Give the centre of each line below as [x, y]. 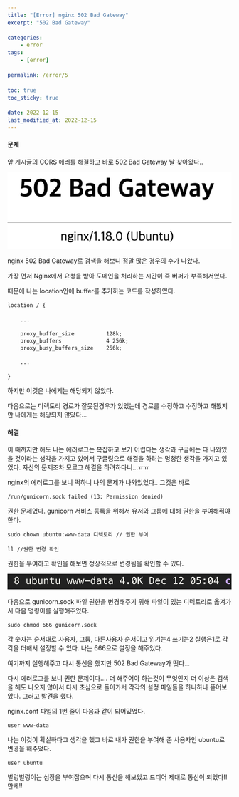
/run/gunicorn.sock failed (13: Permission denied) [85, 497]
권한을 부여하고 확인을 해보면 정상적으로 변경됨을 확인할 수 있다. [96, 563]
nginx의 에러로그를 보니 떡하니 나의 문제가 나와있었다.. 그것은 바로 [99, 483]
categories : [25, 38]
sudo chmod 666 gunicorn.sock [52, 625]
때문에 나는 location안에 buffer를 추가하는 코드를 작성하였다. [91, 291]
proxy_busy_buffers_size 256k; [71, 348]
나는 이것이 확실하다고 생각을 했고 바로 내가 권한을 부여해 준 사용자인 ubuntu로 [116, 740]
